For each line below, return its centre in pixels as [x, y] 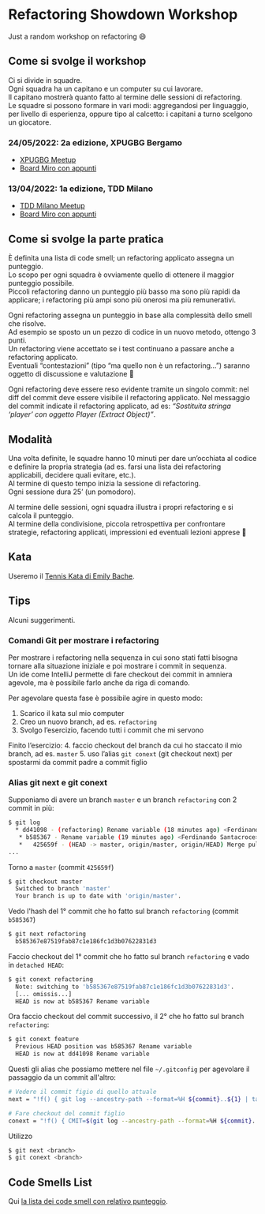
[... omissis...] [44, 994]
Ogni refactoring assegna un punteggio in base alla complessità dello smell [130, 315]
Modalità [30, 439]
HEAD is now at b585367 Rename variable [82, 1001]
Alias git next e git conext [58, 782]
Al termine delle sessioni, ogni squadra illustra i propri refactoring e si [121, 507]
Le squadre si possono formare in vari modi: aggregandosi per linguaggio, [129, 105]
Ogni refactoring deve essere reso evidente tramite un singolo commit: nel [129, 389]
